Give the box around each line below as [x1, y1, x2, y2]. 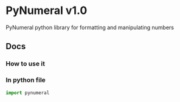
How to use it [5, 59, 45, 68]
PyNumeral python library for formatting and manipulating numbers [5, 24, 175, 31]
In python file [5, 76, 46, 84]
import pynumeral [5, 89, 50, 96]
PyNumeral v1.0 [5, 4, 88, 18]
